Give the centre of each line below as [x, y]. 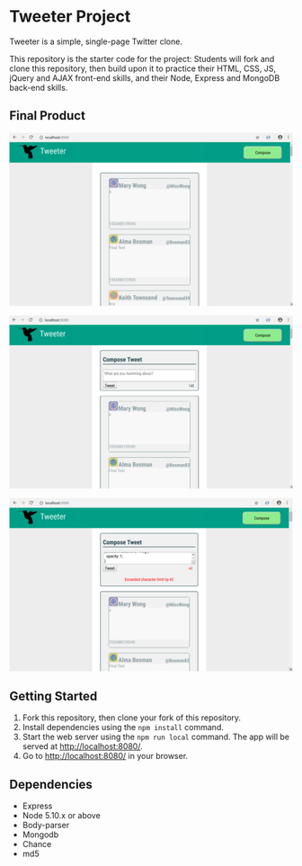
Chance [37, 844]
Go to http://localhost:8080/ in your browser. [105, 756]
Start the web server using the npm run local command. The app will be [156, 737]
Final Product [47, 116]
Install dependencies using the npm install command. [123, 728]
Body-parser [46, 826]
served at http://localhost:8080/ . [82, 746]
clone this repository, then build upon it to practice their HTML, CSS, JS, [143, 68]
